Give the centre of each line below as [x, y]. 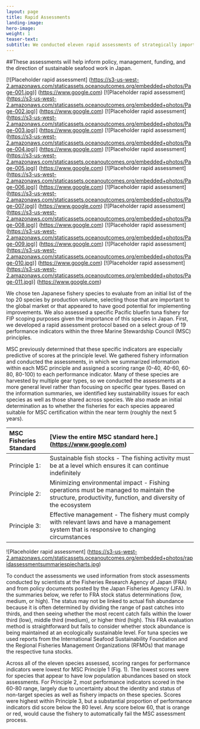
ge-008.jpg [20, 225]
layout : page [22, 12]
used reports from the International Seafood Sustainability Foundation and [97, 639]
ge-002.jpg [20, 111]
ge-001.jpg [20, 92]
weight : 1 [18, 34]
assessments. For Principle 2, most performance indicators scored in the [95, 682]
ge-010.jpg [19, 263]
